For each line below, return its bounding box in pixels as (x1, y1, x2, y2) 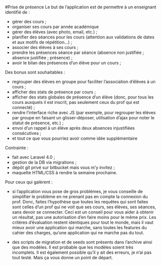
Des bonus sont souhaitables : (5, 69, 65, 75)
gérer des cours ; (12, 19, 47, 24)
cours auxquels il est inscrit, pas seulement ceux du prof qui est (12, 99, 140, 105)
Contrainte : (5, 145, 29, 150)
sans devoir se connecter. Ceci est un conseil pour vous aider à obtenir (12, 209, 154, 215)
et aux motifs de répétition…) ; (12, 39, 73, 45)
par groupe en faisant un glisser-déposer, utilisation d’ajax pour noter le (12, 115, 155, 120)
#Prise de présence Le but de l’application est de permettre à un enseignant (5, 4, 157, 10)
